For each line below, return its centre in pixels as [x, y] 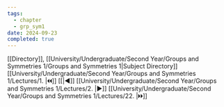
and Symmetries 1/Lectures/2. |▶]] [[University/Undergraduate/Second [109, 89]
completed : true [31, 39]
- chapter [27, 20]
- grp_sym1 [29, 26]
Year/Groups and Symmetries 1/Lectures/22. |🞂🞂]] [77, 96]
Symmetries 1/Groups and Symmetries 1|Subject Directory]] [93, 66]
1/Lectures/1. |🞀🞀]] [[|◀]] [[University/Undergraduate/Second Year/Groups [112, 81]
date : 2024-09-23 [32, 33]
